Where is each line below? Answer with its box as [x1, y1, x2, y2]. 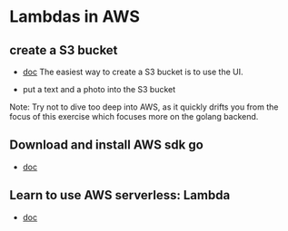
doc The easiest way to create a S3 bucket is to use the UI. [22, 66, 243, 77]
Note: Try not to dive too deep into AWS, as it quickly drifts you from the [9, 101, 279, 112]
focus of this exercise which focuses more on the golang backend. [9, 111, 259, 121]
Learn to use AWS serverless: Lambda [9, 188, 231, 203]
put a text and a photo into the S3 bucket [22, 84, 176, 94]
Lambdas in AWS [9, 6, 141, 27]
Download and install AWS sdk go [9, 138, 204, 153]
